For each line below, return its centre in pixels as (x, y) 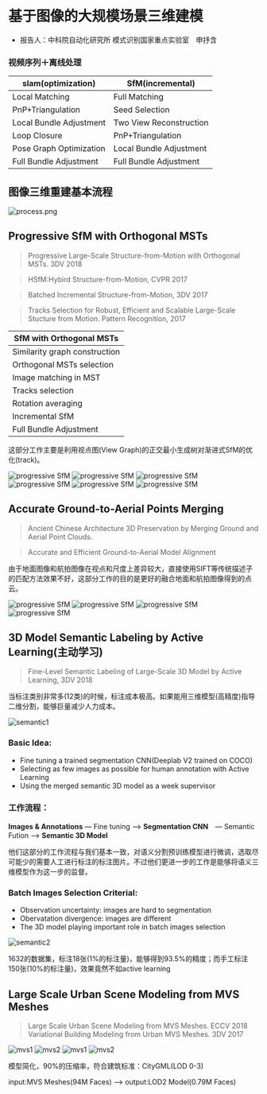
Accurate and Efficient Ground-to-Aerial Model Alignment (122, 552)
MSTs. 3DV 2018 (55, 264)
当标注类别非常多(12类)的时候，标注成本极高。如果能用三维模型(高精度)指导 (132, 696)
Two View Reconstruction (161, 122)
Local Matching (41, 97)
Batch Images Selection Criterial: (73, 893)
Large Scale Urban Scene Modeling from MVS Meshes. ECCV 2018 (137, 1026)
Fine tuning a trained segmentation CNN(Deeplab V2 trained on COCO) (136, 760)
